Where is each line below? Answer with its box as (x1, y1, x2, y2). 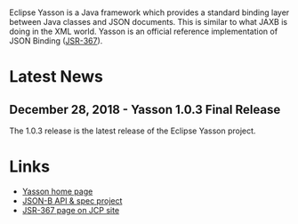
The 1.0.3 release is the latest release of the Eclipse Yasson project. (9, 125, 256, 136)
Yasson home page (21, 186, 93, 196)
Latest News (9, 67, 104, 87)
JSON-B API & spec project (21, 195, 123, 206)
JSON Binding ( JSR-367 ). (9, 36, 103, 46)
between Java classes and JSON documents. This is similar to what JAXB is (9, 17, 287, 27)
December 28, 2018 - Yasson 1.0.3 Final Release (9, 101, 281, 117)
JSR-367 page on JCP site (21, 204, 120, 215)
